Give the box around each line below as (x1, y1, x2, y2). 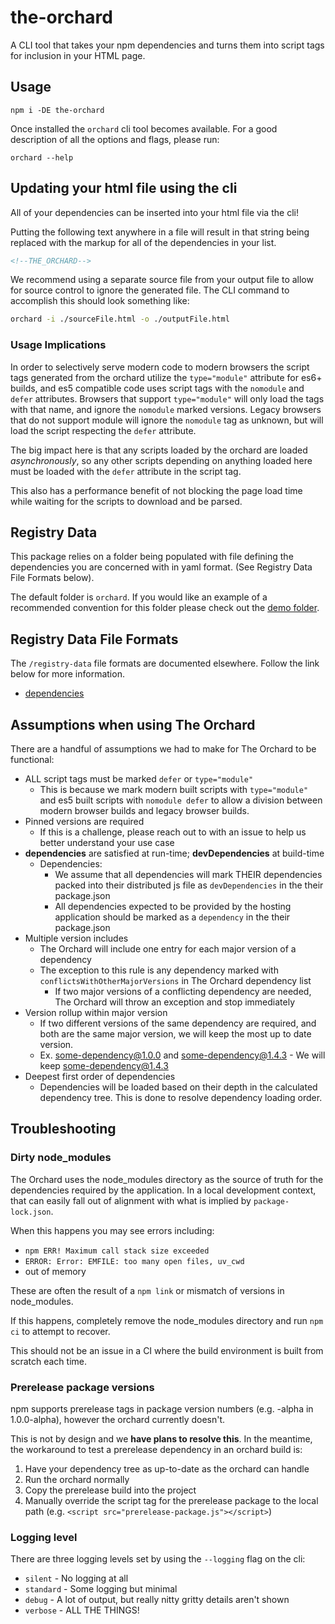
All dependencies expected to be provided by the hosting (54, 901, 292, 913)
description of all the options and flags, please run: (10, 133, 220, 145)
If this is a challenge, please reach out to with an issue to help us (39, 826, 307, 838)
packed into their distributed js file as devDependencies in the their (54, 879, 324, 891)
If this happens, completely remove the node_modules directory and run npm (10, 1314, 324, 1326)
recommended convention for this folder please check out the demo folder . (10, 602, 320, 614)
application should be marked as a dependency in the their (54, 911, 291, 923)
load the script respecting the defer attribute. (10, 424, 197, 436)
